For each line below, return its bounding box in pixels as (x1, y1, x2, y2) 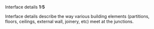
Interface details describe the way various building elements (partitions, (5, 14, 150, 19)
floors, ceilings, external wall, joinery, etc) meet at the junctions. (5, 19, 134, 24)
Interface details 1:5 (5, 4, 45, 10)
